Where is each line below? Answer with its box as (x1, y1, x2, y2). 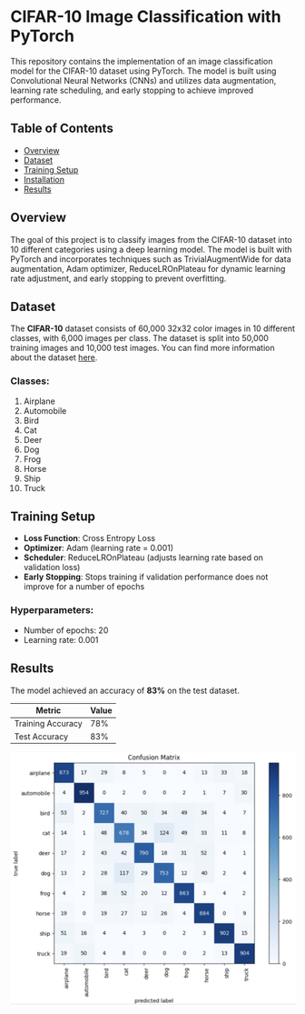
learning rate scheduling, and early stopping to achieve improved (10, 85, 254, 95)
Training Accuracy (14, 718, 83, 729)
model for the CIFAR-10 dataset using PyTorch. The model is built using (10, 65, 277, 76)
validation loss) (23, 562, 81, 573)
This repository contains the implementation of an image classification (10, 55, 273, 66)
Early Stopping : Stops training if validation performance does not (23, 571, 269, 583)
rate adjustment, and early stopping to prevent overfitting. (10, 273, 227, 284)
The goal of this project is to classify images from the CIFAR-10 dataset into (10, 234, 293, 245)
